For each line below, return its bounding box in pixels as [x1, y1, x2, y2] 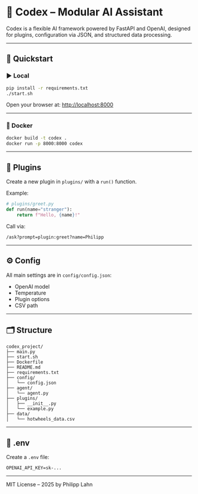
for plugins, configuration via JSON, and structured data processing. [6, 31, 173, 38]
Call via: [6, 222, 25, 230]
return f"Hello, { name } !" [16, 212, 81, 218]
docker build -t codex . [6, 135, 67, 141]
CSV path [14, 302, 38, 309]
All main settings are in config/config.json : [6, 272, 112, 279]
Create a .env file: [6, 454, 49, 461]
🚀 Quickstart [6, 54, 53, 64]
